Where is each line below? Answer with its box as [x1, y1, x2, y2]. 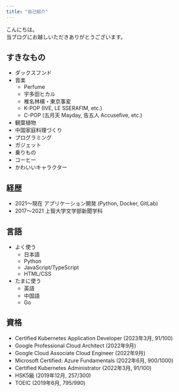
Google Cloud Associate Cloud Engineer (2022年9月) [14, 349, 146, 356]
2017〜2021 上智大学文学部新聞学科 [14, 207, 103, 214]
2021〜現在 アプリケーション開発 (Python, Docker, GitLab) [14, 200, 158, 207]
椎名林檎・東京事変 [23, 98, 72, 105]
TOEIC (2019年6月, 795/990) [14, 379, 86, 386]
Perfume [23, 83, 45, 91]
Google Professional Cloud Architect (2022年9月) [14, 342, 137, 349]
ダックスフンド [14, 69, 52, 76]
